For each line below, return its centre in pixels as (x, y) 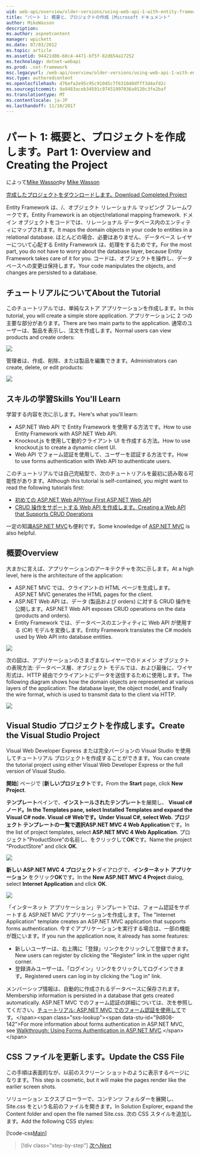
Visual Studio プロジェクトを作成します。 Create (96, 726)
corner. (24, 962)
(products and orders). (43, 615)
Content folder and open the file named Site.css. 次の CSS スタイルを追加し (99, 1113)
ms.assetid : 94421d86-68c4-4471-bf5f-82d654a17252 (70, 56)
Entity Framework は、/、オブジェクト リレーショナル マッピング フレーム (97, 207)
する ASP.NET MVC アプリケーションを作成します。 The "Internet (96, 914)
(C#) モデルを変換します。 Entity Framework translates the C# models (107, 630)
